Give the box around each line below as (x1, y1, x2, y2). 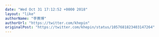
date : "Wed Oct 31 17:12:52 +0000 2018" (5, 7, 88, 12)
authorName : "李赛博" (5, 16, 47, 21)
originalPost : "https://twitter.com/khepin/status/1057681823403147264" (5, 25, 155, 30)
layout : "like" (5, 12, 36, 16)
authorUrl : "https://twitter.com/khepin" (5, 20, 90, 25)
